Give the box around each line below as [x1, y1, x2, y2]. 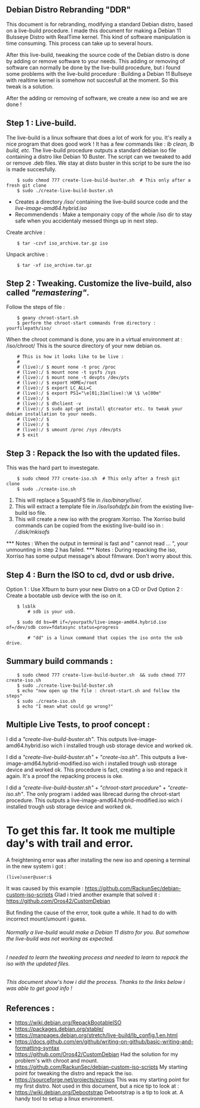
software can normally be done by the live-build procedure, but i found [6, 64, 181, 71]
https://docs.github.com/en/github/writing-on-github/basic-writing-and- [14, 1038, 194, 1045]
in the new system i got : [6, 862, 67, 870]
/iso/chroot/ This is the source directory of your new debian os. [6, 342, 162, 350]
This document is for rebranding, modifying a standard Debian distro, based [6, 20, 193, 27]
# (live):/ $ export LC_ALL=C [17, 385, 93, 391]
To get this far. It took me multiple [6, 823, 176, 837]
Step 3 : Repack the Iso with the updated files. [6, 448, 181, 458]
